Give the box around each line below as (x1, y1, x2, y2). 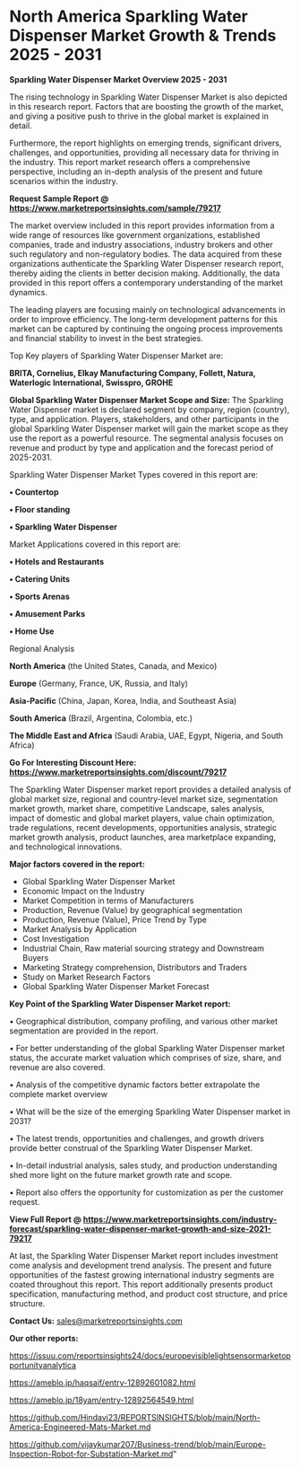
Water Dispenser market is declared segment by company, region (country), (9, 404, 290, 415)
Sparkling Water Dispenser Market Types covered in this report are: (9, 469, 258, 479)
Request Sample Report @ (9, 193, 109, 204)
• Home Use (9, 626, 55, 637)
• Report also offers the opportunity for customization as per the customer (9, 1187, 284, 1198)
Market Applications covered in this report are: (9, 539, 181, 549)
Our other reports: (9, 1332, 79, 1343)
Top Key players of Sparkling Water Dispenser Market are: (9, 350, 224, 361)
